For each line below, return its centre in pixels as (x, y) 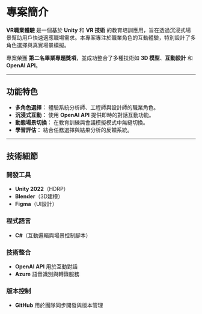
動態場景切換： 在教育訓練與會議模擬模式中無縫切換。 (81, 122)
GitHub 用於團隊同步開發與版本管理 (59, 305)
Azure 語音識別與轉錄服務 (47, 274)
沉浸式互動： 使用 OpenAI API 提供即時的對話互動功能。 (84, 115)
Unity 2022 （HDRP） (42, 189)
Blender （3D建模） (39, 196)
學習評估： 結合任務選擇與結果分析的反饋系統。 (74, 130)
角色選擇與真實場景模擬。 (38, 45)
